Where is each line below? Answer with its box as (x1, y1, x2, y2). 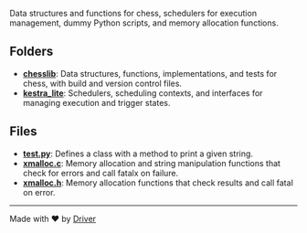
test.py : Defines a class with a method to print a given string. (22, 148, 254, 159)
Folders (9, 44, 54, 59)
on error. (22, 186, 56, 197)
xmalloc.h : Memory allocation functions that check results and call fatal (22, 177, 294, 188)
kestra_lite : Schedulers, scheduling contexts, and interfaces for (22, 87, 263, 99)
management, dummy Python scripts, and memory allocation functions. (9, 17, 279, 28)
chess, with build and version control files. (22, 78, 183, 89)
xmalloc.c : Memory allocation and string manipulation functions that (22, 157, 281, 168)
